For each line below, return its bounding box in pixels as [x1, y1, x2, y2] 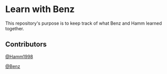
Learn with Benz [5, 4, 75, 15]
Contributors [5, 40, 47, 49]
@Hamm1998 [5, 53, 33, 59]
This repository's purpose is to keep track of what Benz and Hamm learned [5, 20, 162, 26]
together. [5, 25, 24, 31]
